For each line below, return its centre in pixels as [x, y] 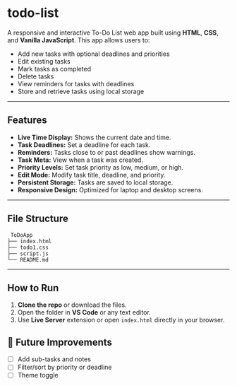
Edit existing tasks [44, 61]
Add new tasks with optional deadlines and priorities [94, 54]
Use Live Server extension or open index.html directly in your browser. [121, 320]
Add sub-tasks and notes [54, 359]
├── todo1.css [28, 247]
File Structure [38, 219]
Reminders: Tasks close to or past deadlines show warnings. [106, 152]
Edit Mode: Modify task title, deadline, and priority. [91, 175]
